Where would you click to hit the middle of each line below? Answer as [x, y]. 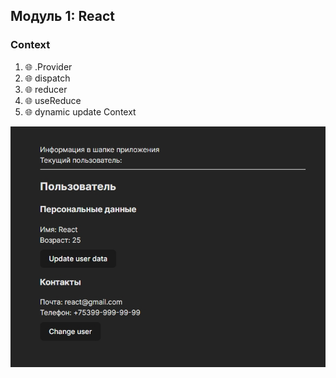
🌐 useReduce [53, 100]
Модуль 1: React [62, 16]
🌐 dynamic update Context [80, 111]
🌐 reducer [46, 89]
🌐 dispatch [47, 78]
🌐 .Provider [48, 66]
